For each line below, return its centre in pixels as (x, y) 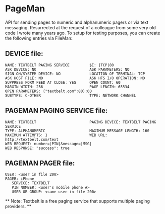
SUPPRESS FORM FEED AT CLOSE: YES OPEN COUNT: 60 (63, 82)
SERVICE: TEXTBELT (31, 183)
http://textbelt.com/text (32, 139)
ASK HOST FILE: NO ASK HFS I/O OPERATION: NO (75, 78)
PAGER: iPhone (20, 179)
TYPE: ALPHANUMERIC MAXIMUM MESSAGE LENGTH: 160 (77, 131)
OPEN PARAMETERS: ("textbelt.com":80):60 (49, 91)
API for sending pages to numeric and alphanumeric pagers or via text (77, 22)
